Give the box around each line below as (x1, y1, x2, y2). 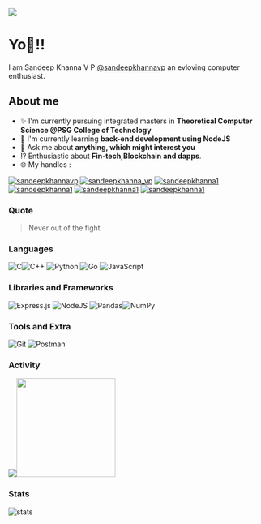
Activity (8, 359, 41, 371)
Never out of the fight (28, 223, 101, 233)
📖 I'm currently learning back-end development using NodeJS (19, 134, 231, 144)
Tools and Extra (8, 320, 71, 332)
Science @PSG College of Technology (19, 125, 152, 135)
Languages (8, 243, 54, 255)
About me (8, 94, 59, 109)
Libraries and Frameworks (8, 282, 113, 294)
